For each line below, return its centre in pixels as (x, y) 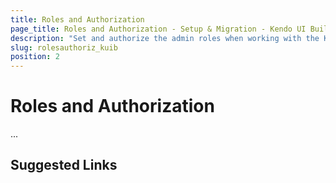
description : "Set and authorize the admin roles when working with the (165, 38)
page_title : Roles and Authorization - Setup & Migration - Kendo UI (158, 29)
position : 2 (35, 57)
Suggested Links (64, 165)
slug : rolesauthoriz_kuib (64, 47)
